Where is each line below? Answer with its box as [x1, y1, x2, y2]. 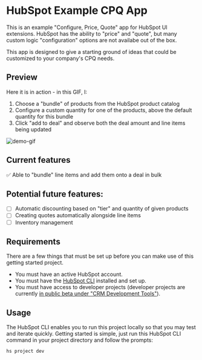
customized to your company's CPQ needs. [6, 54, 115, 62]
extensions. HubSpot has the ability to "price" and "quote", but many [6, 30, 177, 37]
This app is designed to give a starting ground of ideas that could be [6, 48, 177, 55]
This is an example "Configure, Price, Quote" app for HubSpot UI [6, 24, 168, 31]
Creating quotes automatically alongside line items [15, 212, 141, 219]
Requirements [6, 237, 60, 247]
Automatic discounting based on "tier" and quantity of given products [15, 205, 189, 212]
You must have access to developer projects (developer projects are [15, 284, 186, 291]
